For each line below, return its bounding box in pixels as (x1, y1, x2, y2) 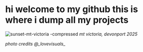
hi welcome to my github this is (5, 4, 138, 15)
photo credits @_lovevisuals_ (5, 40, 66, 46)
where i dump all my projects (5, 14, 129, 26)
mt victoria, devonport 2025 (79, 31, 138, 37)
